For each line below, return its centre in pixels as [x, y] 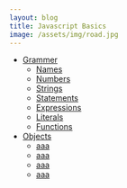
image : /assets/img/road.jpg [64, 34]
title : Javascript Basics [58, 26]
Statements [57, 98]
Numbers [53, 79]
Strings [49, 89]
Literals [50, 117]
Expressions [59, 108]
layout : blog [34, 18]
